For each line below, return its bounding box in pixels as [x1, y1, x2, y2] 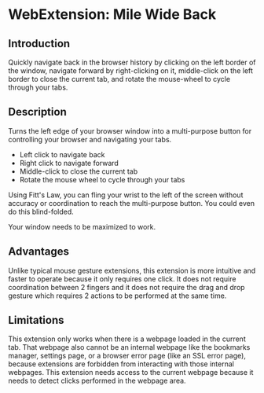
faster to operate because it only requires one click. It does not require [8, 274, 236, 284]
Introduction [8, 37, 71, 50]
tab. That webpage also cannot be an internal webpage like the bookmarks [8, 343, 251, 352]
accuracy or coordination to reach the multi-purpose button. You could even [8, 198, 255, 208]
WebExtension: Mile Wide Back [8, 6, 217, 24]
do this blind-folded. [8, 207, 75, 216]
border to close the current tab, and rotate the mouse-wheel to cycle [8, 75, 230, 83]
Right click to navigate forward [19, 158, 119, 167]
